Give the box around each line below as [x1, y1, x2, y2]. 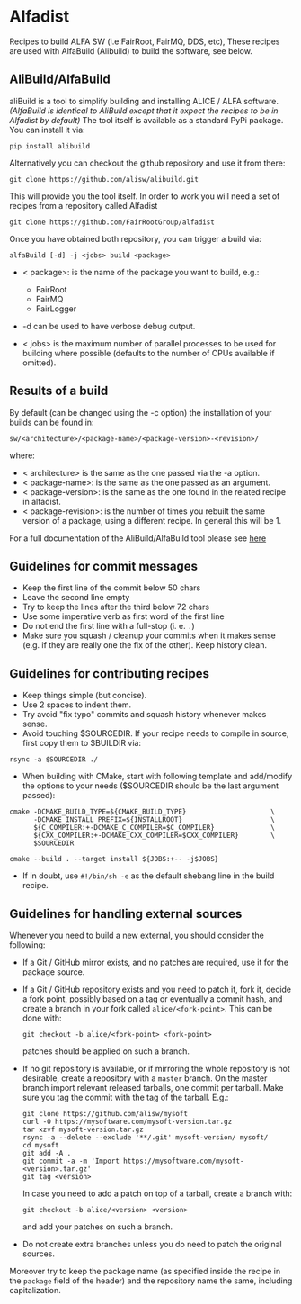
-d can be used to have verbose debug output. [22, 320, 196, 331]
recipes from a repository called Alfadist [9, 200, 158, 211]
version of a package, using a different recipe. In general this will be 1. [22, 515, 281, 526]
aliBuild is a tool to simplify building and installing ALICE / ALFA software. [9, 95, 279, 106]
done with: [22, 1012, 62, 1023]
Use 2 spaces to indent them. [22, 699, 132, 710]
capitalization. [9, 1285, 61, 1295]
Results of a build [9, 383, 109, 399]
